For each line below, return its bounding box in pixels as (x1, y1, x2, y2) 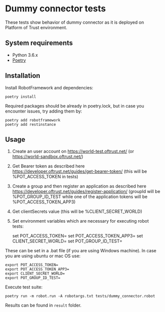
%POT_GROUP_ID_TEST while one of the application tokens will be (12, 194, 148, 200)
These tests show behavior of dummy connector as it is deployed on (5, 19, 144, 25)
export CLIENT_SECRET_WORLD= (5, 271, 65, 276)
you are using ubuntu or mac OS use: (5, 253, 81, 259)
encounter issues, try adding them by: (5, 108, 82, 114)
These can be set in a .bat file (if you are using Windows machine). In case (5, 248, 157, 254)
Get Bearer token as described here (12, 163, 85, 169)
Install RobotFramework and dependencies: (5, 84, 94, 90)
